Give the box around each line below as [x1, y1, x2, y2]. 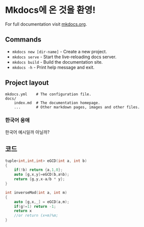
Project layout [5, 78, 49, 87]
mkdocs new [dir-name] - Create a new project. [12, 48, 107, 54]
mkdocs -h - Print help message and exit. [12, 64, 95, 70]
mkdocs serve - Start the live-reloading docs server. [12, 54, 117, 60]
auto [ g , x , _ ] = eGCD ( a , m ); [14, 199, 70, 204]
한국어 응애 [5, 117, 30, 124]
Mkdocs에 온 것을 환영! [5, 4, 96, 16]
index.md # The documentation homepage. [14, 100, 100, 105]
